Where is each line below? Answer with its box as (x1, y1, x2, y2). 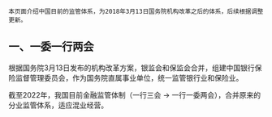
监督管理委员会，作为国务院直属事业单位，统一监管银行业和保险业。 (15, 73, 244, 82)
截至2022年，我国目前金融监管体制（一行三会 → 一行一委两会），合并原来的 (8, 90, 261, 99)
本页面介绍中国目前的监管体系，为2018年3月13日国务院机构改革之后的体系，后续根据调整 (8, 7, 264, 15)
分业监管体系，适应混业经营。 (8, 100, 108, 110)
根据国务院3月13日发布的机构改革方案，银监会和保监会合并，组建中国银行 (8, 63, 255, 73)
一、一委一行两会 (8, 40, 94, 54)
